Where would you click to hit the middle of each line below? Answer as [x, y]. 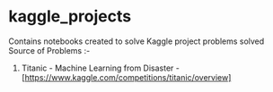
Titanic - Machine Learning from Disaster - [101, 68]
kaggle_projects [70, 17]
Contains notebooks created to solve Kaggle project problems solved [136, 41]
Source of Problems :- [49, 50]
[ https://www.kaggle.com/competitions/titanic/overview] [126, 77]
